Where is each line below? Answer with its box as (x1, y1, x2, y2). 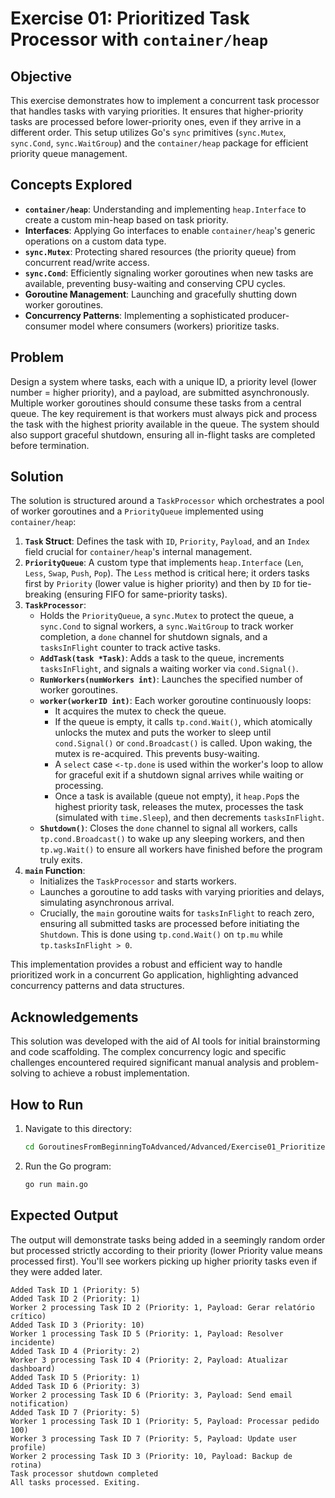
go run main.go (24, 1179, 89, 1189)
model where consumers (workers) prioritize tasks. (68, 320, 280, 332)
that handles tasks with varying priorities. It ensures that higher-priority (10, 105, 304, 117)
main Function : (24, 865, 86, 877)
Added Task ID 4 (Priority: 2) (10, 1346, 141, 1356)
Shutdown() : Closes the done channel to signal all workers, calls (39, 822, 298, 834)
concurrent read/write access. (24, 256, 150, 268)
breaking (24, 588, 62, 601)
